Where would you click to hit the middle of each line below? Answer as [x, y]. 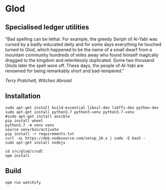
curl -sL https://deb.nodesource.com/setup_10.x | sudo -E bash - [75, 138]
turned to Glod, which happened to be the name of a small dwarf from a [79, 50]
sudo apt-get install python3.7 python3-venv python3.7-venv [70, 112]
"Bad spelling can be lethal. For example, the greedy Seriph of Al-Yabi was [81, 39]
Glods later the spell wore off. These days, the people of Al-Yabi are [74, 66]
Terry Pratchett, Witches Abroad [39, 81]
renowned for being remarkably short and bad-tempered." [65, 71]
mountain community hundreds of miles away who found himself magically [82, 55]
